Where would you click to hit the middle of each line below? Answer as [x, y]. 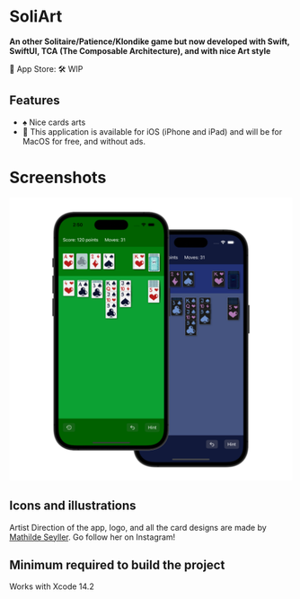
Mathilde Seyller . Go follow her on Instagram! [93, 537]
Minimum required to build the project [117, 564]
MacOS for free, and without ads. [84, 141]
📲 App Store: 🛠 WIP [46, 68]
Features [35, 101]
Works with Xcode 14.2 [52, 586]
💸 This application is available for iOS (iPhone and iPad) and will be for [152, 131]
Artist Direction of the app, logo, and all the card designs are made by [138, 527]
